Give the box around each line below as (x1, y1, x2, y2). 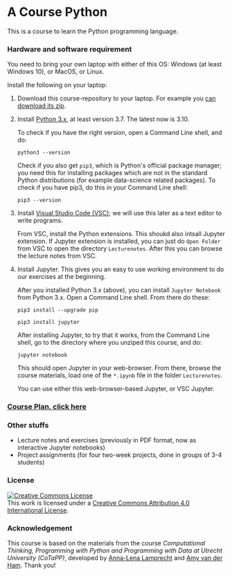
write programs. (17, 216, 64, 225)
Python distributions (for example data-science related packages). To (17, 176, 216, 184)
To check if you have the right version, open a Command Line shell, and (17, 129, 222, 137)
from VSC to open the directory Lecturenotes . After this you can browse (17, 244, 223, 253)
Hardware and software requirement (7, 44, 132, 54)
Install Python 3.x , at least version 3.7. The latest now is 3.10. (17, 115, 190, 123)
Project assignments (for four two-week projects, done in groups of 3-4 (17, 451, 222, 459)
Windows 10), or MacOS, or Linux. (7, 67, 105, 76)
